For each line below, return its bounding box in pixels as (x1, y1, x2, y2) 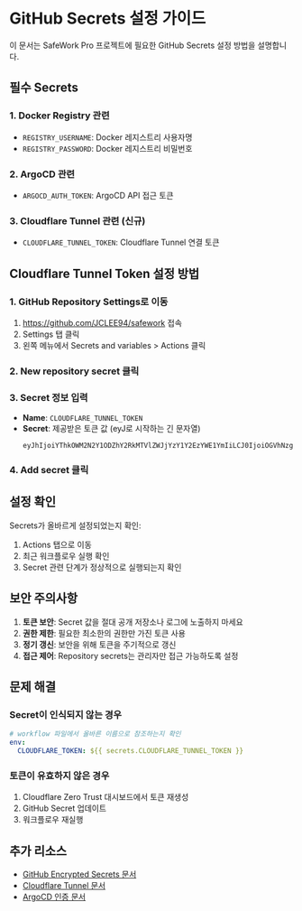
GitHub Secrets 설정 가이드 (9, 8, 206, 29)
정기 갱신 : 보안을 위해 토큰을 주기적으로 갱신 (22, 638, 177, 650)
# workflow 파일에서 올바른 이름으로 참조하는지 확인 (9, 730, 182, 739)
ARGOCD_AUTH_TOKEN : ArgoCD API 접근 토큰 (22, 190, 174, 200)
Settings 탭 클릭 (22, 329, 80, 339)
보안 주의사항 (9, 590, 78, 606)
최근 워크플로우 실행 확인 (22, 550, 110, 561)
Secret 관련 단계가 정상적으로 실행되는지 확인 (22, 562, 182, 572)
